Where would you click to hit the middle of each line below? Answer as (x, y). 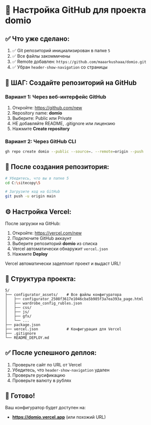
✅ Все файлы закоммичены (41, 56)
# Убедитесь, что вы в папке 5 (37, 178)
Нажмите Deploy (30, 254)
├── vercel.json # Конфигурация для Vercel (63, 329)
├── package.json (23, 325)
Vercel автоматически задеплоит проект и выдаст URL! (63, 263)
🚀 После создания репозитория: (57, 167)
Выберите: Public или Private (42, 118)
